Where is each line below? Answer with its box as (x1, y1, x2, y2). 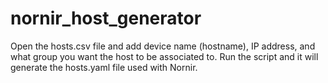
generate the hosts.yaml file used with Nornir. (10, 61, 198, 73)
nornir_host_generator (10, 7, 202, 30)
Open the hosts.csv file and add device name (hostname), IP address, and (10, 40, 316, 52)
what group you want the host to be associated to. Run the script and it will (10, 50, 319, 62)
